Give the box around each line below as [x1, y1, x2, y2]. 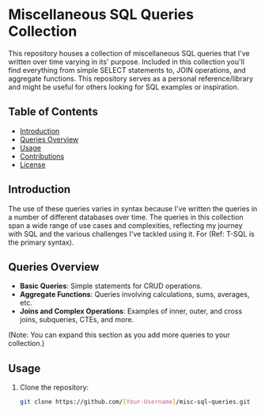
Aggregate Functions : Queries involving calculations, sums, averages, [19, 290, 250, 299]
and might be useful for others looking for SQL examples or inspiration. [8, 82, 240, 92]
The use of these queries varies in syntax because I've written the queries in [8, 203, 258, 213]
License [19, 160, 46, 169]
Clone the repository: [19, 382, 89, 393]
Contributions [19, 151, 65, 161]
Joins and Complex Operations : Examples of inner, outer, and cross [19, 306, 243, 316]
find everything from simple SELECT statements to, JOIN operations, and [8, 65, 247, 74]
